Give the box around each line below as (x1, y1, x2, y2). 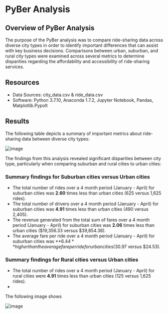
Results (5, 117, 30, 125)
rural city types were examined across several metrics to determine (5, 53, 144, 59)
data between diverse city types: (22, 136, 90, 142)
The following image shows (5, 293, 62, 299)
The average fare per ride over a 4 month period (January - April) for (12, 233, 155, 239)
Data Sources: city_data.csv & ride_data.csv (12, 92, 103, 98)
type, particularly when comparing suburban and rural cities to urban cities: (5, 160, 161, 167)
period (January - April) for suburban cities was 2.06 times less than (12, 222, 154, 228)
